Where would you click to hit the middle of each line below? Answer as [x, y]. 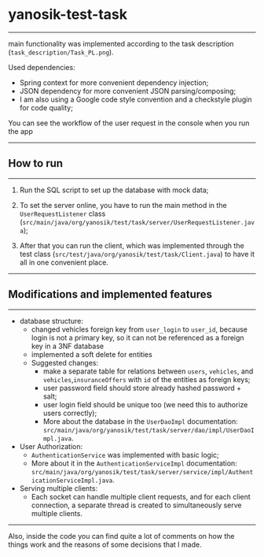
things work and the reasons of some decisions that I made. [105, 544]
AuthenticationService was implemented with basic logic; [125, 455]
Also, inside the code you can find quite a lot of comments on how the [121, 536]
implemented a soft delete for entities [92, 354]
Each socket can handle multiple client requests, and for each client [141, 496]
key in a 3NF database [68, 346]
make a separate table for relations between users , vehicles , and [148, 371]
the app [20, 131]
